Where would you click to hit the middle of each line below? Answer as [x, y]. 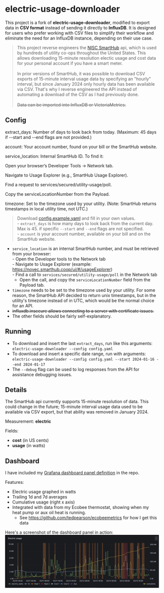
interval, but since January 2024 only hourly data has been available [86, 84]
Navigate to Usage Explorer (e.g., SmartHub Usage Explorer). [67, 175]
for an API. [23, 306]
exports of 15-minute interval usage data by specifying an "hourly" [84, 79]
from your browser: [31, 253]
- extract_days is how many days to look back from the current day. [85, 223]
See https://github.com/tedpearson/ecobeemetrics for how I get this [88, 518]
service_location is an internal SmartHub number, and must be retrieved [85, 249]
